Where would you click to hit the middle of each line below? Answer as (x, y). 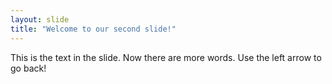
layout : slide (40, 19)
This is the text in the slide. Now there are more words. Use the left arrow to (166, 57)
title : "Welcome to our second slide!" (93, 29)
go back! (28, 68)
